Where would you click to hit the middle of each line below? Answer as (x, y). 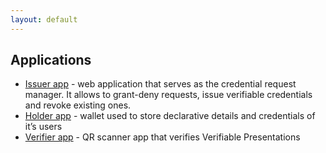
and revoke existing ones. (78, 105)
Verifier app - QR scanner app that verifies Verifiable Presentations (162, 137)
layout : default (44, 19)
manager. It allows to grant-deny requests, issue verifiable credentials (168, 95)
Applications (51, 60)
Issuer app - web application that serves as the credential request (160, 84)
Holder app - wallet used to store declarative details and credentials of (170, 116)
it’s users (43, 127)
